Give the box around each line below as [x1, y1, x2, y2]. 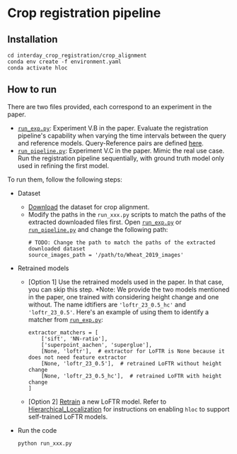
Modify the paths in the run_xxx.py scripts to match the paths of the [28, 210, 226, 218]
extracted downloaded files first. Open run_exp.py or [28, 218, 182, 226]
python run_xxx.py [17, 440, 72, 447]
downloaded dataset [28, 245, 86, 253]
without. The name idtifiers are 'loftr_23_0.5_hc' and [28, 300, 186, 309]
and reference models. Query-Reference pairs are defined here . [17, 138, 204, 147]
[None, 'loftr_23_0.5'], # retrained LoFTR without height [41, 360, 222, 367]
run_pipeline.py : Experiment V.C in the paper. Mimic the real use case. [17, 146, 225, 155]
